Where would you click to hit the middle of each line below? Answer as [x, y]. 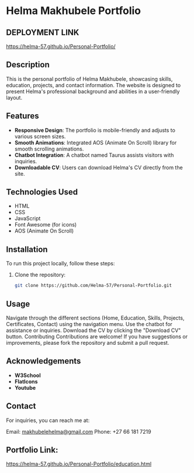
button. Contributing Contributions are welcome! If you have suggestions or [97, 336]
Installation [27, 249]
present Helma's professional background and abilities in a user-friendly [93, 91]
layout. [14, 97]
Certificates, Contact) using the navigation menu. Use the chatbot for [89, 324]
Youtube [25, 388]
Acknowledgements [44, 361]
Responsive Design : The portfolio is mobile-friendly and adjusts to [95, 130]
